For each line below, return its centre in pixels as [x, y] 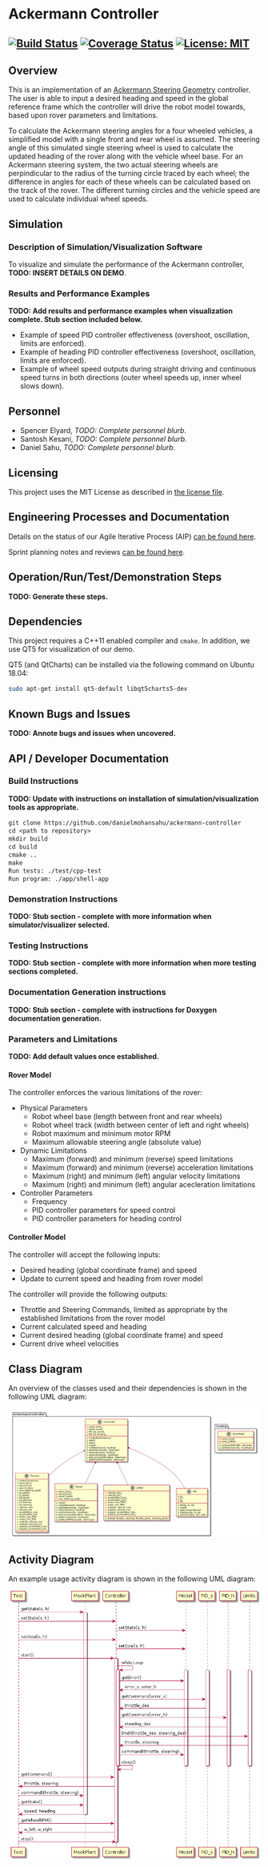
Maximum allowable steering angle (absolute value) [116, 1142]
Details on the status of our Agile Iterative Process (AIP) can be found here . [132, 536]
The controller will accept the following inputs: [84, 1255]
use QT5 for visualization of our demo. [72, 649]
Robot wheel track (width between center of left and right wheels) [140, 1125]
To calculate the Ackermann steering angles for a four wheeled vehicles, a [131, 131]
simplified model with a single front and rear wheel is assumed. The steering [134, 139]
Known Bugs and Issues [69, 714]
